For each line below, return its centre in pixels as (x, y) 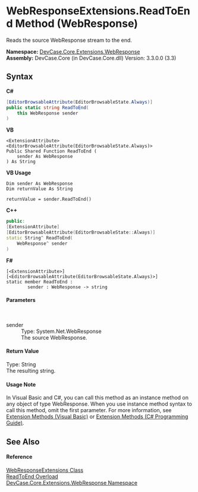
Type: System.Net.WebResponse (62, 331)
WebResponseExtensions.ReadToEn (98, 11)
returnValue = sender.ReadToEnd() (49, 200)
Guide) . (15, 423)
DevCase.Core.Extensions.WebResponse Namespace (72, 482)
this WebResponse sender (48, 113)
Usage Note (21, 384)
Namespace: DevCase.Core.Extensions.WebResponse (73, 51)
